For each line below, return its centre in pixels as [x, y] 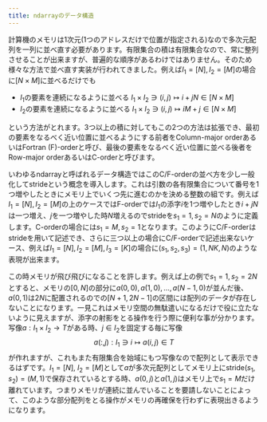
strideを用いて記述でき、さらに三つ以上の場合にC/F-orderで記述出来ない [128, 238]
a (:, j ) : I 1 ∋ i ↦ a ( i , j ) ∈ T [134, 343]
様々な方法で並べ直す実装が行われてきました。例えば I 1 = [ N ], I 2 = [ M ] [122, 70]
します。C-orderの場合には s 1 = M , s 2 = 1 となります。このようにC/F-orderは [132, 228]
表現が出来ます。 [36, 259]
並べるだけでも [71, 81]
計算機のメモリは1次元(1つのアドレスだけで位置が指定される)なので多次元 [129, 39]
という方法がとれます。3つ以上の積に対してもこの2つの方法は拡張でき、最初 [134, 128]
